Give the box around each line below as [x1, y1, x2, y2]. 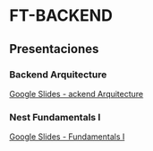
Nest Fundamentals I [9, 111, 101, 123]
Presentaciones [9, 41, 99, 57]
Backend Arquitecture [9, 68, 107, 81]
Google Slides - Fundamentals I [9, 131, 125, 142]
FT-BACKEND [9, 5, 114, 26]
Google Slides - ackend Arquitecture [9, 88, 144, 99]
